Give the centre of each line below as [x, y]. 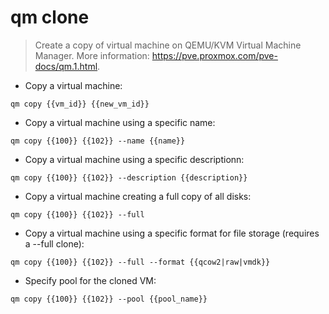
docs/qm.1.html [66, 66]
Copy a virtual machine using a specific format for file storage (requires [172, 233]
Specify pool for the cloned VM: [90, 280]
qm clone [50, 17]
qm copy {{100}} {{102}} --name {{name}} [98, 141]
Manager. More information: [92, 55]
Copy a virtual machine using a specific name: [120, 122]
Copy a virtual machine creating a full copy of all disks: [138, 196]
